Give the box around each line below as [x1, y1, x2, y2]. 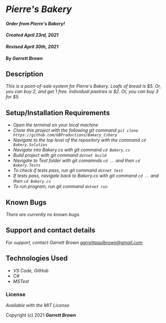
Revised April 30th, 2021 [6, 43, 59, 49]
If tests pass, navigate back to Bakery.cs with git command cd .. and [13, 173, 159, 179]
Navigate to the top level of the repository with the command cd [13, 137, 146, 143]
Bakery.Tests [13, 163, 41, 168]
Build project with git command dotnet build [13, 152, 106, 158]
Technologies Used [6, 254, 68, 263]
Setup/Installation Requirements [6, 109, 110, 117]
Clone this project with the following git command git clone [13, 127, 138, 133]
